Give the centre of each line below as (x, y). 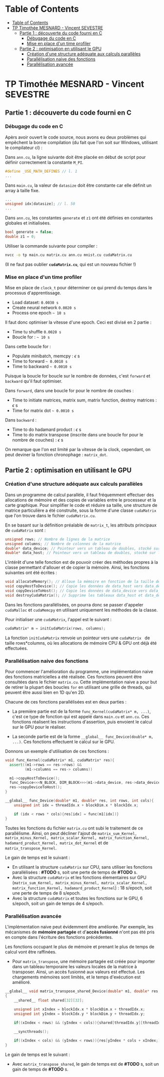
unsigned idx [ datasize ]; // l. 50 (40, 204)
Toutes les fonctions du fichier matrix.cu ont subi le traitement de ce (74, 828)
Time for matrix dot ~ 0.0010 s (43, 411)
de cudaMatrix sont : (25, 530)
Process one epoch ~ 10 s (39, 313)
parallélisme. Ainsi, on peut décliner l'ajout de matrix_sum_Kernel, (71, 833)
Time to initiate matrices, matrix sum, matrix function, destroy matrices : (84, 400)
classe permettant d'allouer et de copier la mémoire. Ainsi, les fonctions (77, 568)
